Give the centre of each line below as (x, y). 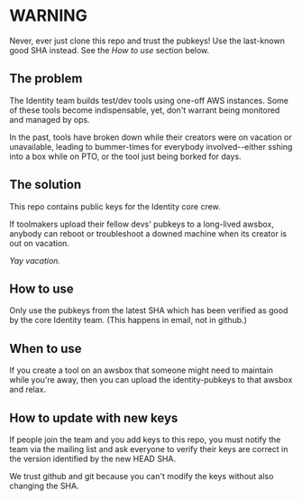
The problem (46, 79)
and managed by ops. (50, 119)
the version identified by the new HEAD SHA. (93, 458)
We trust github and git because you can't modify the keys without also (142, 476)
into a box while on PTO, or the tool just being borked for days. (125, 156)
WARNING (48, 16)
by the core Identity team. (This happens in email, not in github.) (128, 320)
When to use (46, 348)
